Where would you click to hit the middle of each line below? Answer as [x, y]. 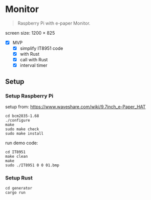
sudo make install [24, 133]
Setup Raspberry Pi [29, 95]
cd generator [19, 188]
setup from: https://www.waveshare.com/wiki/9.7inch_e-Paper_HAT [75, 107]
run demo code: [22, 143]
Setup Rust [19, 178]
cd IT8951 [16, 152]
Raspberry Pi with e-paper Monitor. [54, 23]
